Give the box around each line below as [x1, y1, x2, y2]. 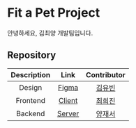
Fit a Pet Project [7, 5, 100, 21]
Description [10, 70, 51, 79]
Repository [7, 49, 56, 61]
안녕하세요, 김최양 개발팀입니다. [7, 29, 93, 37]
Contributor [86, 70, 126, 79]
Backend [16, 109, 45, 118]
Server [56, 109, 80, 118]
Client [58, 95, 78, 105]
